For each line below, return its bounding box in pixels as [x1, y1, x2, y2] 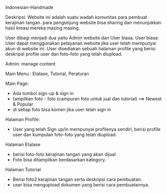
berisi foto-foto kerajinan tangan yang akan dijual [12, 151, 116, 157]
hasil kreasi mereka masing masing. [5, 25, 80, 31]
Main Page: [5, 81, 29, 86]
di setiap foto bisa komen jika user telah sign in [12, 107, 111, 112]
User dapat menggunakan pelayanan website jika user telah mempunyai [5, 40, 156, 46]
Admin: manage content [5, 61, 56, 67]
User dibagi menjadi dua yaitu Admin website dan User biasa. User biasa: [5, 35, 159, 41]
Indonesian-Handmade [5, 5, 53, 10]
